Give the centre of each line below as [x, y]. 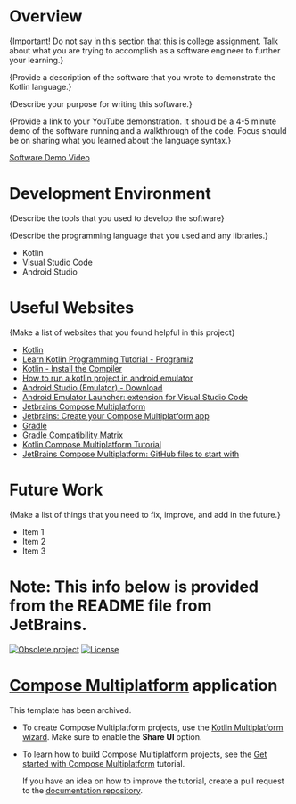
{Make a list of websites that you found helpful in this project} [122, 332]
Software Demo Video [50, 157]
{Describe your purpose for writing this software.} [101, 103]
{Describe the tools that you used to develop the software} [117, 218]
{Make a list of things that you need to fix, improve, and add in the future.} [145, 514]
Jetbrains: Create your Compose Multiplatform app [115, 415]
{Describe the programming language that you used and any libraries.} [139, 235]
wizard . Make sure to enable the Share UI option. [112, 736]
